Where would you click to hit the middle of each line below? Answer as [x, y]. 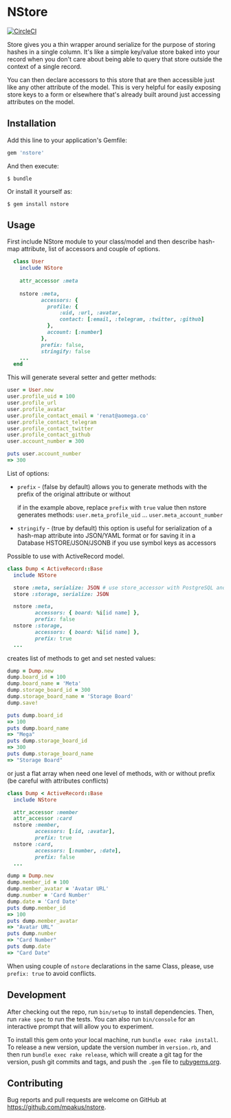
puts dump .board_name [38, 728]
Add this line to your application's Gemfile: [67, 140]
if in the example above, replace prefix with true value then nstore [112, 507]
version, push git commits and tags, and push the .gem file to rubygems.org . [114, 1061]
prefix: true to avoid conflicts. [52, 973]
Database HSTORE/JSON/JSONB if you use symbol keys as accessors [117, 543]
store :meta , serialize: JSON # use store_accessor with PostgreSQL [113, 588]
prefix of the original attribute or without [74, 494]
